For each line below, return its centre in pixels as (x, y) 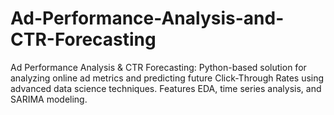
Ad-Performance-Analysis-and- (147, 18)
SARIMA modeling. (49, 99)
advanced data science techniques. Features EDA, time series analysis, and (166, 88)
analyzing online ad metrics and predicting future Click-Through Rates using (167, 78)
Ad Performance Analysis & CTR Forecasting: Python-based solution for (158, 67)
